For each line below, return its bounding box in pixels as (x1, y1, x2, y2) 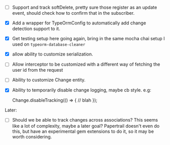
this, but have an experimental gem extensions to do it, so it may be (12, 128, 154, 134)
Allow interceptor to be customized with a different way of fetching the (12, 61, 160, 68)
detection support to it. (12, 25, 61, 32)
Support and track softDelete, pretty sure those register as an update (12, 5, 157, 10)
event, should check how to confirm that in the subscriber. (12, 10, 135, 16)
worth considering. (12, 133, 52, 139)
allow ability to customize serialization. (12, 51, 94, 57)
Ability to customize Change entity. (12, 77, 86, 83)
